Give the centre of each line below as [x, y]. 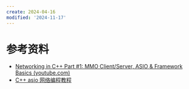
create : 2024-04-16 [31, 12]
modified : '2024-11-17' [36, 18]
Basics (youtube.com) [43, 73]
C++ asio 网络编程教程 [43, 80]
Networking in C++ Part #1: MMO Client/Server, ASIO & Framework [99, 67]
